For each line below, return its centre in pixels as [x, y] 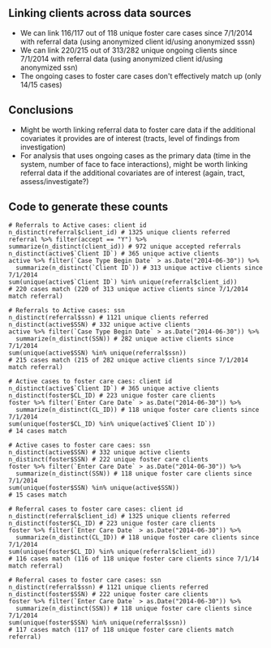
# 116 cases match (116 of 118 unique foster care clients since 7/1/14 [134, 559]
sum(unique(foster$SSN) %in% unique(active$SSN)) [94, 488]
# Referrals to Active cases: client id [78, 225]
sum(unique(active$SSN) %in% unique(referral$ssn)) [97, 353]
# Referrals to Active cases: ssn [67, 311]
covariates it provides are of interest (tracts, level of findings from [130, 138]
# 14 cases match [38, 431]
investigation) [43, 147]
